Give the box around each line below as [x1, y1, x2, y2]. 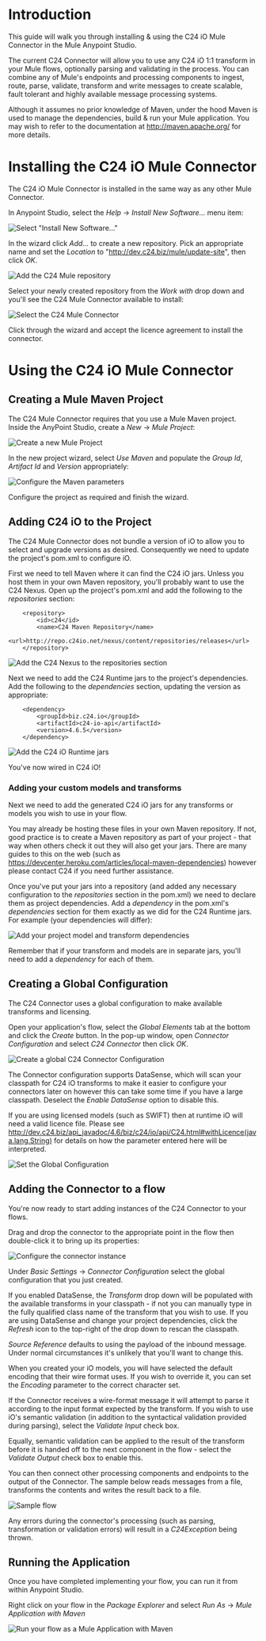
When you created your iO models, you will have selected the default [8, 1363, 234, 1373]
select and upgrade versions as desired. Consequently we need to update [8, 545, 249, 554]
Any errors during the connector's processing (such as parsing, [8, 1516, 216, 1525]
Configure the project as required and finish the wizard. [8, 492, 189, 501]
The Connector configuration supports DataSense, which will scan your [8, 1069, 241, 1079]
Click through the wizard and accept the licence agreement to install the [8, 325, 244, 335]
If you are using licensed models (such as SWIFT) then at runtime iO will [8, 1110, 243, 1120]
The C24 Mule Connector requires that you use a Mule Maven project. [8, 414, 237, 424]
